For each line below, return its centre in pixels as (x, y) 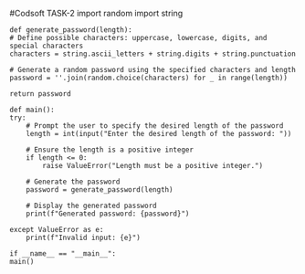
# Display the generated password (91, 205)
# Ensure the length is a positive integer (110, 150)
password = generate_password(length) (100, 190)
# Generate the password (73, 182)
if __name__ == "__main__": (63, 254)
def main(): (32, 110)
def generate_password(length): (71, 30)
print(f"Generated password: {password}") (108, 214)
